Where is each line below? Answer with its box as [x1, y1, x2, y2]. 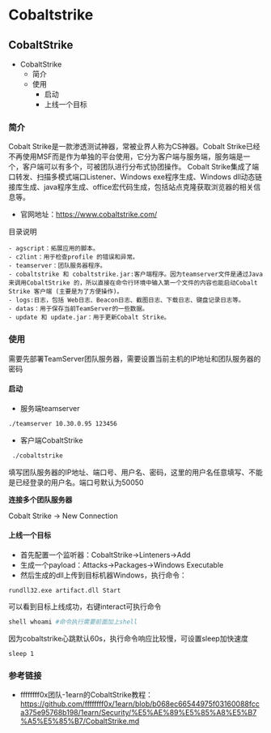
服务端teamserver [19, 403, 80, 413]
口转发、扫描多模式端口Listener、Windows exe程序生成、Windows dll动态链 [8, 172, 263, 182]
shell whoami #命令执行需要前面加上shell [8, 618, 138, 626]
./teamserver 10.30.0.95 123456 [8, 419, 117, 427]
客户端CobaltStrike [19, 435, 83, 445]
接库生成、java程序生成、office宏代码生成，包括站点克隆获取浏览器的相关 [8, 182, 254, 192]
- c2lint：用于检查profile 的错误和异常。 [8, 253, 139, 261]
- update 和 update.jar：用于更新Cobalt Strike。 [8, 314, 171, 322]
